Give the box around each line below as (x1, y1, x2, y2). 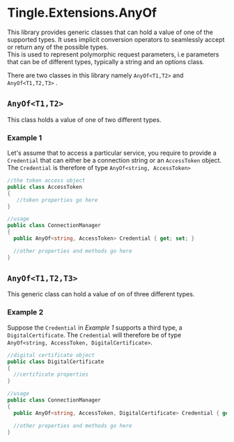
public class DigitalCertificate (7, 358, 104, 365)
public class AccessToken (7, 183, 82, 190)
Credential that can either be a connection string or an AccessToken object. (7, 156, 221, 165)
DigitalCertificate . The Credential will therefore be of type (7, 330, 182, 339)
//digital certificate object (7, 351, 95, 358)
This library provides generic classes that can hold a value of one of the (7, 28, 214, 36)
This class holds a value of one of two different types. (7, 115, 162, 123)
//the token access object (7, 177, 86, 184)
